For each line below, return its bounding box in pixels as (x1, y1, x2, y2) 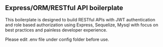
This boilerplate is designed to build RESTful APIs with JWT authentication (5, 16, 156, 22)
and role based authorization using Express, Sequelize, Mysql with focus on (5, 22, 159, 28)
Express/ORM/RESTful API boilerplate (5, 4, 124, 12)
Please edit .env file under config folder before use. (5, 36, 109, 42)
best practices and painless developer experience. (5, 27, 108, 33)
